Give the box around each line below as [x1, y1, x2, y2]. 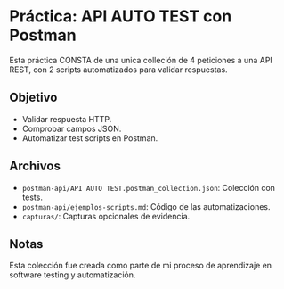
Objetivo [9, 90, 58, 105]
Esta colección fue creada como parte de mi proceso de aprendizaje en [9, 260, 272, 271]
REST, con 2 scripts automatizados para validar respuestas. [9, 64, 229, 75]
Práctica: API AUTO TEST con [9, 6, 232, 27]
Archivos [9, 159, 61, 174]
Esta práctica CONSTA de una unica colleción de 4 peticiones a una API [9, 54, 273, 65]
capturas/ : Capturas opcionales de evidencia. [21, 211, 191, 221]
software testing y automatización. [9, 269, 136, 280]
